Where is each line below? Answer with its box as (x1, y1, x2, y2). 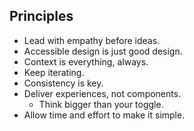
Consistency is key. (23, 77, 104, 89)
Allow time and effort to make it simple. (23, 109, 186, 121)
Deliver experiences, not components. (23, 87, 182, 99)
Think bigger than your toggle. (38, 98, 164, 110)
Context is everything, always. (23, 55, 149, 68)
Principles (9, 8, 74, 25)
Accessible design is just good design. (23, 45, 183, 57)
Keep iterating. (23, 66, 85, 78)
